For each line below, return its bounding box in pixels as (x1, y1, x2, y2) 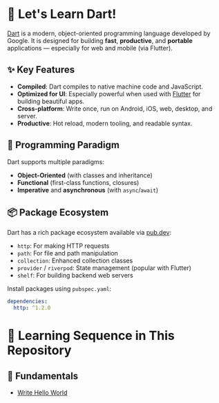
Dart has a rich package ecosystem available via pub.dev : (7, 229, 171, 237)
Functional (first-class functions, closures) (17, 178, 140, 186)
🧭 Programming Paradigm (7, 139, 120, 151)
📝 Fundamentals (7, 370, 79, 382)
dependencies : (7, 298, 48, 305)
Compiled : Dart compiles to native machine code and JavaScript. (17, 82, 204, 91)
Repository (7, 343, 72, 359)
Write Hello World (17, 388, 68, 397)
